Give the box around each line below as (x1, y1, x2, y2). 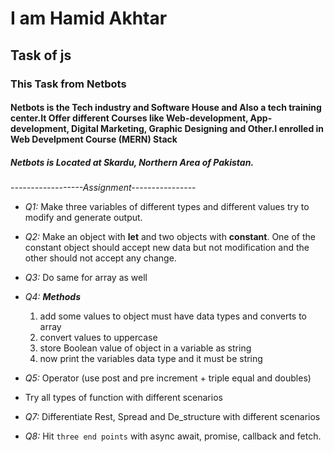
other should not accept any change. (24, 252, 177, 264)
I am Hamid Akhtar (10, 7, 168, 30)
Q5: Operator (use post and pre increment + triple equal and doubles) (24, 372, 312, 384)
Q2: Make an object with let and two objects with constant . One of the (24, 231, 316, 243)
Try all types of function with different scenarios (24, 392, 223, 404)
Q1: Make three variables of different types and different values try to (24, 201, 310, 213)
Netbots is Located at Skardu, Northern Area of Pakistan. (10, 156, 255, 168)
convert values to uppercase (39, 332, 158, 344)
